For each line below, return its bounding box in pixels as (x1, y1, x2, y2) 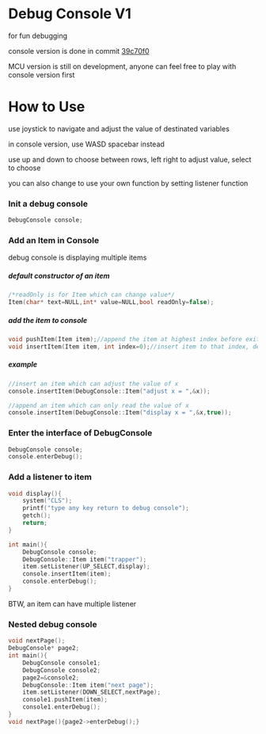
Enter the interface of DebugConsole (8, 428, 153, 439)
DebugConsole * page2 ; (8, 645, 80, 652)
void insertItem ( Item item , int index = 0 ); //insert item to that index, (8, 342, 249, 351)
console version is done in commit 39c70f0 (8, 46, 150, 55)
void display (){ (8, 489, 62, 497)
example (8, 359, 38, 369)
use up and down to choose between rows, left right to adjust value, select (8, 154, 252, 164)
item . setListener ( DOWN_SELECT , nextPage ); (22, 688, 161, 697)
